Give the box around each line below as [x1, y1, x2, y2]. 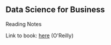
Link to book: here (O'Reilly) [5, 32, 74, 39]
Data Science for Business [5, 5, 105, 15]
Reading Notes [5, 20, 42, 27]
